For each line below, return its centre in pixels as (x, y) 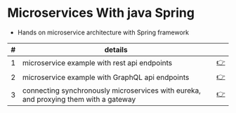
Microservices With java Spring (101, 13)
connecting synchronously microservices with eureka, (112, 91)
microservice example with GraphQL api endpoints (106, 77)
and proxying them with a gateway (79, 99)
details (116, 49)
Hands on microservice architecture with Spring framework (103, 32)
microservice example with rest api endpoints (97, 63)
